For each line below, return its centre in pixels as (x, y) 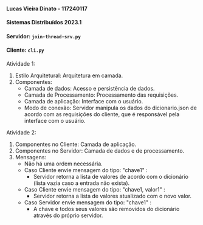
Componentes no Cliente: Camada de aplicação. (76, 144)
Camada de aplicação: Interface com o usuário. (84, 101)
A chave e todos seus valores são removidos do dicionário (106, 209)
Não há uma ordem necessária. (64, 164)
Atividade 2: (21, 132)
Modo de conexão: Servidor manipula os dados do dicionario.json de (111, 108)
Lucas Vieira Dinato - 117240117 (47, 9)
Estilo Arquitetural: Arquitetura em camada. (69, 75)
